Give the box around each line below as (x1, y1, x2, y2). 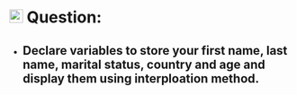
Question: (26, 7, 102, 28)
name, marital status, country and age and (22, 56, 265, 72)
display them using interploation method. (22, 71, 259, 86)
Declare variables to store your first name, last (22, 43, 288, 58)
